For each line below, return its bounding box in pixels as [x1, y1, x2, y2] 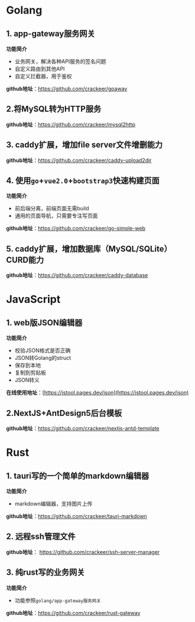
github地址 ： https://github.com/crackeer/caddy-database [6, 272, 148, 279]
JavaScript [6, 293, 61, 306]
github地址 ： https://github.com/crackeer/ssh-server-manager [6, 548, 160, 555]
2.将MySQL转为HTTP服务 [6, 104, 102, 114]
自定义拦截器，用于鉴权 [14, 73, 72, 80]
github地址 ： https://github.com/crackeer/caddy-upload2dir [6, 157, 152, 164]
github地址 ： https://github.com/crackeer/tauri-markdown [6, 513, 148, 520]
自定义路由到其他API [14, 66, 65, 72]
